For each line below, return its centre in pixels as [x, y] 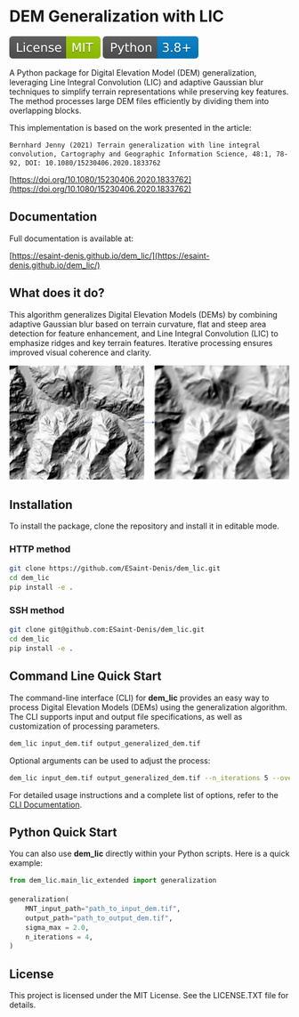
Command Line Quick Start [85, 677]
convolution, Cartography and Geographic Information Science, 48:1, [141, 154]
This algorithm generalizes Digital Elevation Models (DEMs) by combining [143, 314]
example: [26, 863]
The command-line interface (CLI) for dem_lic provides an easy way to [139, 698]
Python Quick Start [63, 832]
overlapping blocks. [45, 110]
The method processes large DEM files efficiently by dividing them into [139, 101]
